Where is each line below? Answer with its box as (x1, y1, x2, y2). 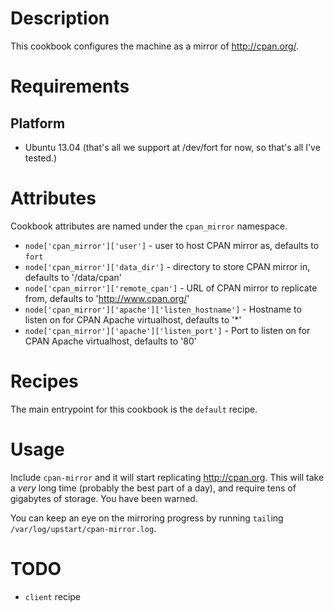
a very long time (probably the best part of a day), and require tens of (10, 482, 297, 494)
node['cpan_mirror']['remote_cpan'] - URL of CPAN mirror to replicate (24, 282, 318, 294)
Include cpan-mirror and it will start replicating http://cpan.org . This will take (10, 471, 325, 483)
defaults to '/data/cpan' (24, 271, 123, 283)
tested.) (24, 152, 58, 164)
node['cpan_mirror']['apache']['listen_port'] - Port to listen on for (24, 324, 311, 336)
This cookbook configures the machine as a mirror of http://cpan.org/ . (10, 40, 300, 52)
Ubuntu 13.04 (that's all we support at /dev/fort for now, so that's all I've (24, 141, 321, 153)
